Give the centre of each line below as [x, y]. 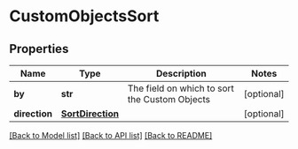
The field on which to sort [181, 88]
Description [181, 74]
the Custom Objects [169, 99]
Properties [39, 49]
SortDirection [90, 114]
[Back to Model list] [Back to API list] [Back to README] [111, 135]
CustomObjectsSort [84, 16]
